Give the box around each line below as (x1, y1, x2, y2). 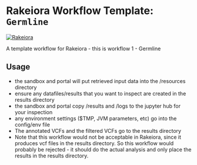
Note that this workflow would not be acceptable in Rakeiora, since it (14, 133, 181, 140)
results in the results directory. (14, 152, 89, 159)
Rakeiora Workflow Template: (6, 4, 154, 18)
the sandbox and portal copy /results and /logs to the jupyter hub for (14, 102, 181, 109)
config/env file (14, 121, 50, 128)
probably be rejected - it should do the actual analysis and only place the (14, 146, 192, 153)
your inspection (14, 108, 53, 115)
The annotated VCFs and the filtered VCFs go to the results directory (14, 127, 181, 134)
